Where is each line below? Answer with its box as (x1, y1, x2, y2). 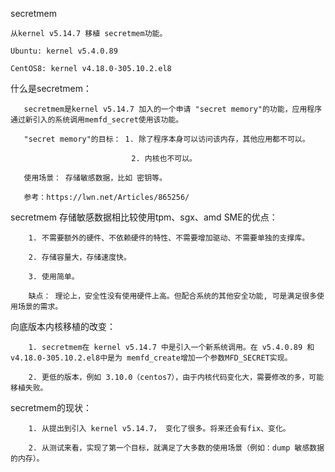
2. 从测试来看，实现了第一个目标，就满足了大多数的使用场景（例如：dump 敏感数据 (28, 443, 325, 453)
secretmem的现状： (10, 402, 93, 413)
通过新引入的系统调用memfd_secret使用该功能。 (10, 115, 184, 125)
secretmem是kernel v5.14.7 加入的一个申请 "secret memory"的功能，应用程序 (23, 104, 323, 114)
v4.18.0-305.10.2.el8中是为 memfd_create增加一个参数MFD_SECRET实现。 (10, 353, 293, 363)
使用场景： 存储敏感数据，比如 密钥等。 (23, 173, 167, 183)
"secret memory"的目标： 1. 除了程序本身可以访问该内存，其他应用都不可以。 (23, 134, 310, 144)
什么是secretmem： (10, 83, 93, 94)
